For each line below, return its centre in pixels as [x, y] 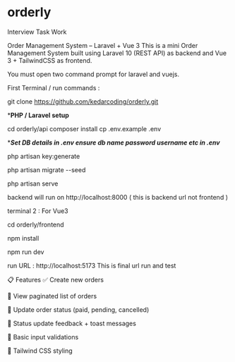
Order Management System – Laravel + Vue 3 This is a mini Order [103, 45]
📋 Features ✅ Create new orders [56, 279]
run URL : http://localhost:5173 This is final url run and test [92, 265]
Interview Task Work [37, 32]
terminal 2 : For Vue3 [38, 211]
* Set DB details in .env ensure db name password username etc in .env [114, 143]
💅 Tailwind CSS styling [40, 351]
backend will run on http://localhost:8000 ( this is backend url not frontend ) [117, 197]
